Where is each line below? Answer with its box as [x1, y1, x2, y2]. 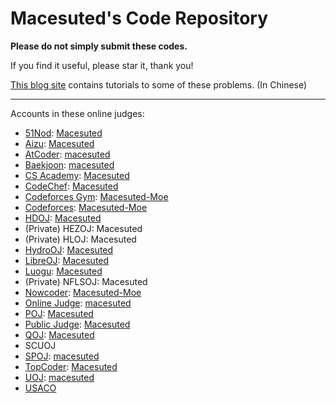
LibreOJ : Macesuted [24, 254, 110, 266]
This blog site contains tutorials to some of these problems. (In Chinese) [10, 78, 308, 91]
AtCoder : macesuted [24, 148, 111, 160]
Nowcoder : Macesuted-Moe [24, 286, 142, 298]
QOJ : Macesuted [24, 328, 95, 341]
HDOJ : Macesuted [24, 212, 102, 224]
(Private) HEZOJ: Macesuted [24, 222, 143, 234]
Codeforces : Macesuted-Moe [24, 201, 148, 213]
